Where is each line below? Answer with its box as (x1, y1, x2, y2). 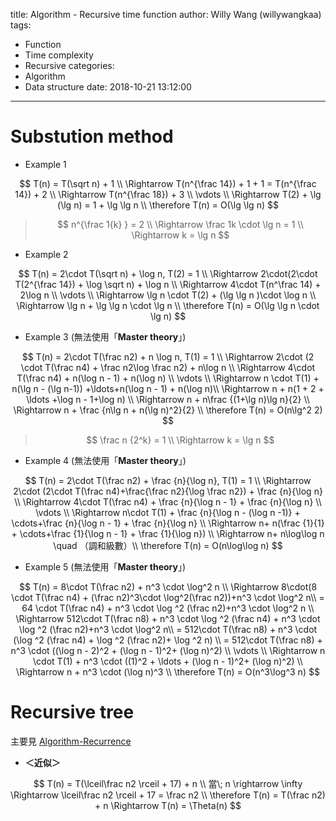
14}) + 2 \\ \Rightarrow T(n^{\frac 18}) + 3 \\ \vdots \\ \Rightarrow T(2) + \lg (14, 188, 322, 200)
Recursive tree (10, 701, 135, 724)
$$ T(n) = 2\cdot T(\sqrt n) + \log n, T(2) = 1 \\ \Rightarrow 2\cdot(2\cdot (18, 267, 318, 279)
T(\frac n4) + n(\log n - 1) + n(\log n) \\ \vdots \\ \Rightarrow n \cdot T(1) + (16, 372, 320, 384)
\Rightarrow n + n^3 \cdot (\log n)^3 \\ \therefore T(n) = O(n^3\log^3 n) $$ (16, 665, 320, 678)
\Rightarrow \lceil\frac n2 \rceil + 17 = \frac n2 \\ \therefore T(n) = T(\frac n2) (10, 789, 326, 801)
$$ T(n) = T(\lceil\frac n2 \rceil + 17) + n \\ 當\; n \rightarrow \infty (33, 777, 303, 789)
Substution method (10, 125, 174, 148)
